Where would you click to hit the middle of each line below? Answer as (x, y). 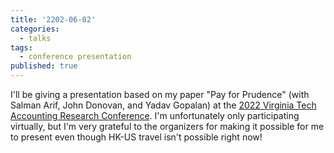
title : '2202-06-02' (53, 19)
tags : (21, 47)
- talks (35, 38)
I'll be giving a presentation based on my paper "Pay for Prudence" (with (160, 94)
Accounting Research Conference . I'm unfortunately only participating (155, 115)
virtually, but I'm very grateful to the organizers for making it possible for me (167, 126)
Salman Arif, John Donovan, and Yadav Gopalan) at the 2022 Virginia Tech (163, 105)
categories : (35, 29)
